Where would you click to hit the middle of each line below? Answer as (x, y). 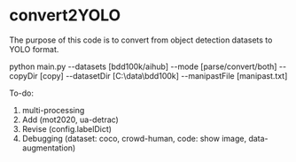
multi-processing (53, 110)
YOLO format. (34, 49)
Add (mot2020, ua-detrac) (70, 120)
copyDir (23, 75)
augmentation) (49, 148)
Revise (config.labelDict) (67, 128)
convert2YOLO (65, 15)
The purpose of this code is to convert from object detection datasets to (141, 40)
